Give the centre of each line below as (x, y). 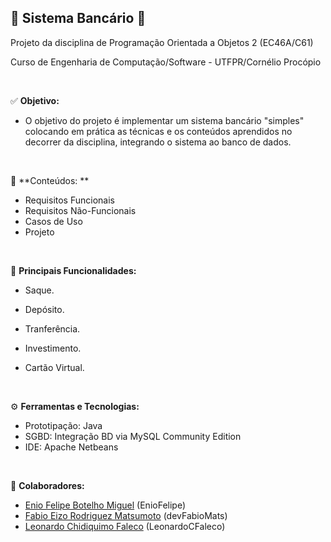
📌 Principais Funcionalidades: (73, 270)
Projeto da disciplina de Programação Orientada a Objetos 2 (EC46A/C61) (162, 42)
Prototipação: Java (63, 425)
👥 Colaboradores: (47, 485)
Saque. (39, 290)
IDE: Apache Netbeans (71, 447)
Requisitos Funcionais (69, 200)
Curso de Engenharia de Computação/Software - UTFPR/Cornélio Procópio (166, 62)
